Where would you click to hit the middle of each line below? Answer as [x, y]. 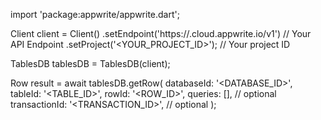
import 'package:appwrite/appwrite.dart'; [95, 14]
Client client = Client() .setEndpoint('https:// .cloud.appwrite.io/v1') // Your [161, 33]
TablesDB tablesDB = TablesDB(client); [90, 63]
